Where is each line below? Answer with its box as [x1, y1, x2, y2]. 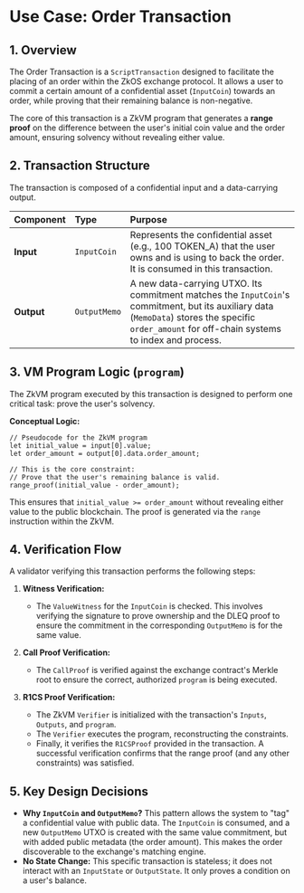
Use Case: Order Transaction [9, 6, 233, 27]
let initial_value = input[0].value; [9, 441, 152, 450]
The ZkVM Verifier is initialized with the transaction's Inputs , [35, 709, 267, 720]
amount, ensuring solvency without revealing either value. [9, 132, 225, 142]
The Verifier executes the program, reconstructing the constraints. [35, 728, 290, 739]
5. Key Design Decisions [9, 784, 149, 799]
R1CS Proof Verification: [22, 692, 116, 703]
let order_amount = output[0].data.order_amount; [9, 449, 201, 458]
